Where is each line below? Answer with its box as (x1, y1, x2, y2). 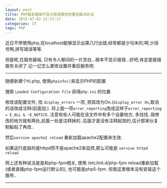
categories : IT (5, 21, 37, 26)
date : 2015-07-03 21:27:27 (5, 16, 61, 21)
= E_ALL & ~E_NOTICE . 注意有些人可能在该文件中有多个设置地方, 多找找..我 (5, 112, 156, 118)
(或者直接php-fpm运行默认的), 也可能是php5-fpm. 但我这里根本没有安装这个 (5, 166, 161, 172)
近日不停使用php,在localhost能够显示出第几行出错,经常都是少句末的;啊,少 (5, 40, 155, 46)
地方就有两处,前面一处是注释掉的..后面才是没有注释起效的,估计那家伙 (13, 118, 154, 124)
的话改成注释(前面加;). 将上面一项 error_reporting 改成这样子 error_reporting (5, 105, 162, 112)
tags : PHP (5, 26, 26, 31)
